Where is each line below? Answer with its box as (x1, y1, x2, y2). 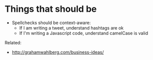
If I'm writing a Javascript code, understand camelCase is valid (19, 30, 149, 36)
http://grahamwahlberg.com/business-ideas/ (11, 49, 104, 55)
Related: (4, 39, 22, 45)
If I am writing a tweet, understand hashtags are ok (19, 25, 124, 30)
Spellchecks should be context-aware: (11, 20, 91, 26)
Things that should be (4, 3, 97, 15)
